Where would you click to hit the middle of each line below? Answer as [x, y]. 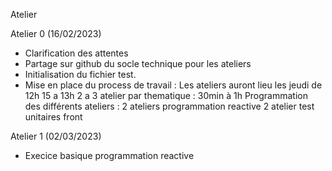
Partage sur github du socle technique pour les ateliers [138, 63]
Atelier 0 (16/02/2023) [56, 33]
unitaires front [53, 117]
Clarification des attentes [76, 53]
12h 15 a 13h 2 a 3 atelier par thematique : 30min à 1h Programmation [166, 95]
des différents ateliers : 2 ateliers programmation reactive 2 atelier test [169, 106]
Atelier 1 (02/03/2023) [56, 136]
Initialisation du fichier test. [80, 74]
